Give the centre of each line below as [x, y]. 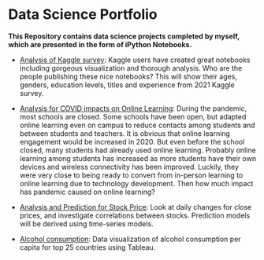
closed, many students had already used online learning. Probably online [138, 150]
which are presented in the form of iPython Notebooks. [100, 44]
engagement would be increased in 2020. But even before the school [132, 141]
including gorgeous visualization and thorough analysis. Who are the [131, 68]
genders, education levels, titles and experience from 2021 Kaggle [127, 85]
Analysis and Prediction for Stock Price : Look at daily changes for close [136, 207]
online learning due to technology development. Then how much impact [136, 183]
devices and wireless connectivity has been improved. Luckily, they [129, 167]
